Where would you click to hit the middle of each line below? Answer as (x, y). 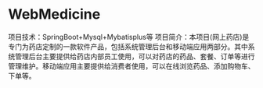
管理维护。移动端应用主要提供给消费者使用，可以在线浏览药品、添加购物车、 (131, 66)
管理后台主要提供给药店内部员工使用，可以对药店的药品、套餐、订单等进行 (135, 56)
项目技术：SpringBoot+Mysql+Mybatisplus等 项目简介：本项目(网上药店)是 (129, 37)
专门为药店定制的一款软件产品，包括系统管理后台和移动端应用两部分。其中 (128, 46)
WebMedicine (54, 14)
